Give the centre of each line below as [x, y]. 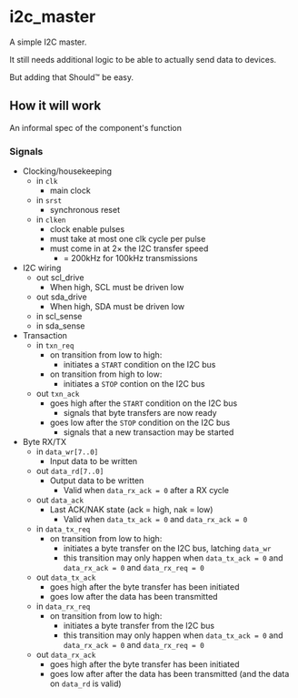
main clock [70, 191]
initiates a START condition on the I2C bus [139, 365]
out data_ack [60, 500]
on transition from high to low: [106, 374]
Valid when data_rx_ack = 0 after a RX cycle [146, 491]
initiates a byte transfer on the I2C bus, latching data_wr [167, 549]
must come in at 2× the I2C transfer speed [129, 248]
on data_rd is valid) [85, 683]
